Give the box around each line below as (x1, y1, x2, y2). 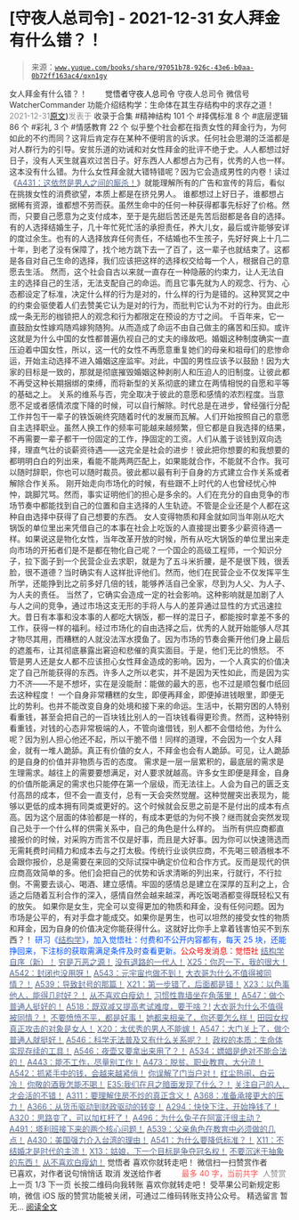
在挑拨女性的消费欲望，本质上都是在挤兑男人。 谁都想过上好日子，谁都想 (9, 188, 277, 199)
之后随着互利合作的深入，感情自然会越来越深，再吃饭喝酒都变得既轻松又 (16, 890, 282, 900)
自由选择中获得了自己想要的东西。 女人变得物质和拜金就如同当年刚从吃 (16, 511, 277, 522)
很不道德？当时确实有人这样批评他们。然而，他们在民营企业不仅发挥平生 (24, 566, 290, 577)
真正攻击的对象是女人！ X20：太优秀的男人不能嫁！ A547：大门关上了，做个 (9, 1023, 290, 1034)
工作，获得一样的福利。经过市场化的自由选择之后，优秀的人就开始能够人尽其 (9, 622, 290, 633)
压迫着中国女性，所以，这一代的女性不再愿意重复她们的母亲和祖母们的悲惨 (9, 344, 282, 354)
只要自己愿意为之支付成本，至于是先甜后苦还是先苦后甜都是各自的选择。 (24, 210, 290, 221)
